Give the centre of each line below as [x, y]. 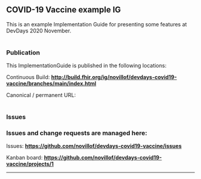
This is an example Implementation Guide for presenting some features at [97, 24]
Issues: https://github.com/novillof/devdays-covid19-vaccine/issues [94, 146]
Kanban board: [25, 157]
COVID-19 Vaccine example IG [64, 10]
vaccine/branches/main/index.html [51, 84]
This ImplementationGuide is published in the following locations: [86, 66]
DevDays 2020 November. [39, 31]
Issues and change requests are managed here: [77, 133]
